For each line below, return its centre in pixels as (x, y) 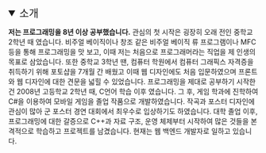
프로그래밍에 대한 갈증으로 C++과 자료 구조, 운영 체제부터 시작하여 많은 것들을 (129, 121)
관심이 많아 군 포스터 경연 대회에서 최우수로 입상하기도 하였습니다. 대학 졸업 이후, (133, 111)
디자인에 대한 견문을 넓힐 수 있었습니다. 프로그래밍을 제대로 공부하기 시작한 (141, 82)
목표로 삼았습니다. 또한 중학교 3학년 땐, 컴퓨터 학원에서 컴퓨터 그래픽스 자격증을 (131, 62)
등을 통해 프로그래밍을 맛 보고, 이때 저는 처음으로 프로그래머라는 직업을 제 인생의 (132, 52)
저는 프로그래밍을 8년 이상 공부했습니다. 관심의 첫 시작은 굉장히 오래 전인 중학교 (131, 32)
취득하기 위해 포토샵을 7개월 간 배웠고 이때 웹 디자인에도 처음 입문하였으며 (122, 72)
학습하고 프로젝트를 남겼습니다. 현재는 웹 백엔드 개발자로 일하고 (133, 131)
